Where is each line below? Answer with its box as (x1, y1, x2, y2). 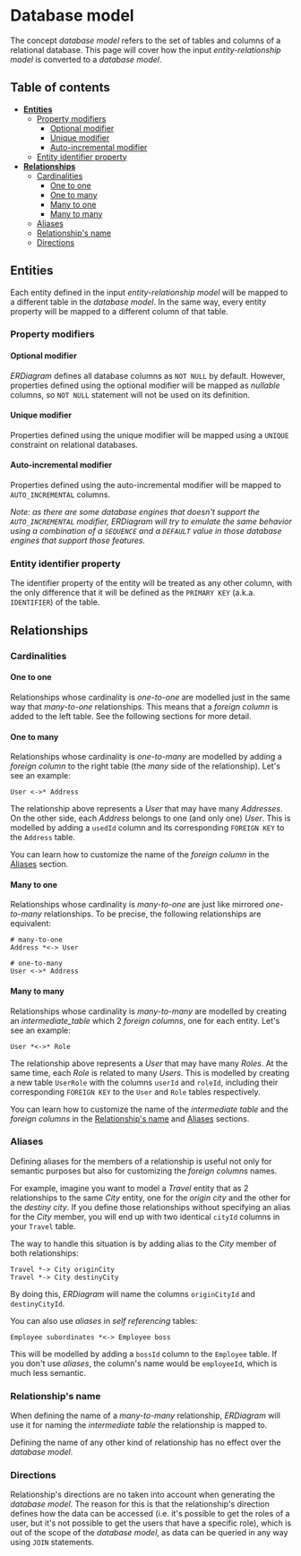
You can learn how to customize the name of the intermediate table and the (10, 1104, 289, 1114)
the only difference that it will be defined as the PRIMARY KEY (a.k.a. (10, 588, 256, 598)
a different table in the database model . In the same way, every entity (10, 297, 267, 307)
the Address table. (10, 832, 75, 843)
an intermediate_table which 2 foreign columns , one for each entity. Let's (10, 1015, 280, 1026)
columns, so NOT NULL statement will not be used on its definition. (10, 389, 250, 400)
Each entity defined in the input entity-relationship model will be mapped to (10, 287, 288, 297)
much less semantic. (10, 1367, 86, 1378)
